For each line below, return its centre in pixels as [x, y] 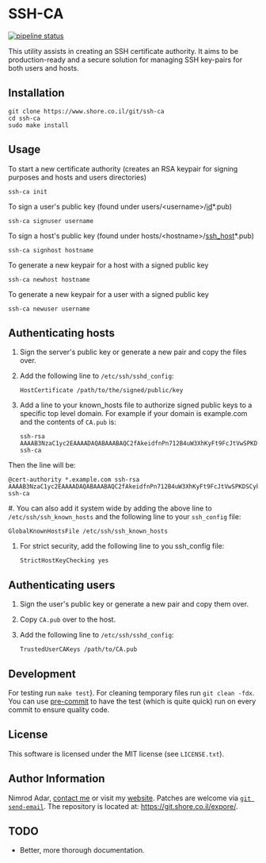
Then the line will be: [42, 465]
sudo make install [38, 125]
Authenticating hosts [61, 333]
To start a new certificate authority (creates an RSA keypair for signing [123, 168]
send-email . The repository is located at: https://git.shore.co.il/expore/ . [123, 806]
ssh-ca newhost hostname [49, 279]
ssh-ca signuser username [51, 221]
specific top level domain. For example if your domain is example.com [133, 414]
